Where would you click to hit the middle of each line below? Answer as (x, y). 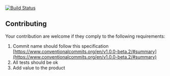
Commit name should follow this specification (60, 46)
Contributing (26, 24)
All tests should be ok (35, 62)
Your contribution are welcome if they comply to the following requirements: (85, 36)
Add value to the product (39, 68)
